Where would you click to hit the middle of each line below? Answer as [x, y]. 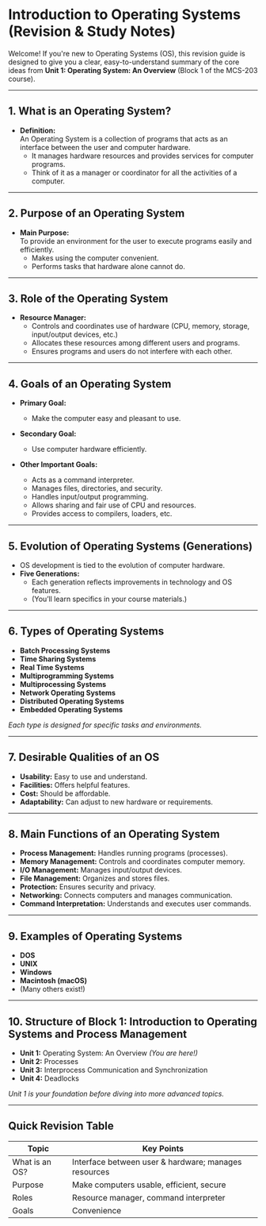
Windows [36, 972]
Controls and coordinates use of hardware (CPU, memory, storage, [141, 326]
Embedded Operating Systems [71, 709]
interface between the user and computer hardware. [105, 147]
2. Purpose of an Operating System [97, 213]
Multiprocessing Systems [63, 684]
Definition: [38, 130]
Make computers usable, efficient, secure [149, 1185]
